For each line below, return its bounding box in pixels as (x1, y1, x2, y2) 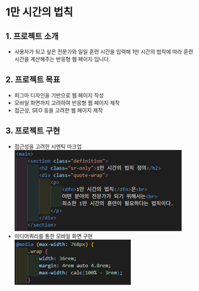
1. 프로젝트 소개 (5, 31, 59, 41)
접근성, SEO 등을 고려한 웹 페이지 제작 (14, 106, 103, 114)
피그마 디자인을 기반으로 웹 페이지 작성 (14, 91, 104, 99)
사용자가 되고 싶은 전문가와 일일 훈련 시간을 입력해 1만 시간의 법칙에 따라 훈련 (14, 48, 194, 55)
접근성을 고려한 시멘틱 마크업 (14, 143, 82, 150)
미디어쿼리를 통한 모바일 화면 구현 (14, 232, 93, 240)
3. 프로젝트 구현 (5, 126, 60, 136)
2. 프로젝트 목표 (5, 75, 60, 85)
